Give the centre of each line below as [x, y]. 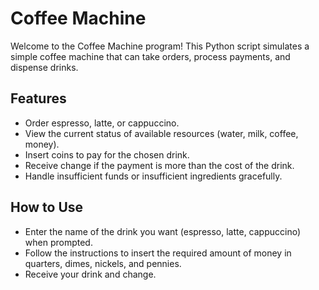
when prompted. [58, 242]
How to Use [47, 207]
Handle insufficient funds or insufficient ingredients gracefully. [153, 176]
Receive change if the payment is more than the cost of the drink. [159, 165]
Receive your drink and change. [90, 274]
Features [38, 98]
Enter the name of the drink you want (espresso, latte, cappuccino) [163, 231]
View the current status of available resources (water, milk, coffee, [161, 133]
